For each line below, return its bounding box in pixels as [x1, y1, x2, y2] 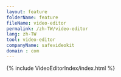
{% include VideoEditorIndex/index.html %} [6, 64, 116, 72]
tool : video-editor [6, 37, 56, 43]
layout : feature [6, 8, 47, 15]
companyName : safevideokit [6, 43, 75, 49]
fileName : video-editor [6, 20, 67, 26]
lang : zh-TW [6, 31, 36, 37]
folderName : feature [6, 14, 59, 20]
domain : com [6, 48, 40, 54]
